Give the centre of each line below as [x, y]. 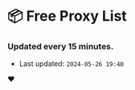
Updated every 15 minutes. [61, 47]
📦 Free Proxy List [67, 16]
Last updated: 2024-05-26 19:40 [71, 64]
